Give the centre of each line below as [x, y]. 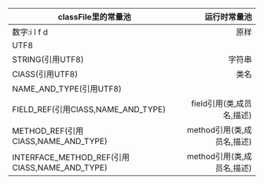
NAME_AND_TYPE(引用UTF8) [67, 89]
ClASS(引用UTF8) [45, 74]
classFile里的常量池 [94, 17]
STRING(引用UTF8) [48, 60]
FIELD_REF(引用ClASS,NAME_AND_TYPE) [89, 109]
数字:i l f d [30, 32]
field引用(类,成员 [222, 103]
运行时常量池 [228, 17]
